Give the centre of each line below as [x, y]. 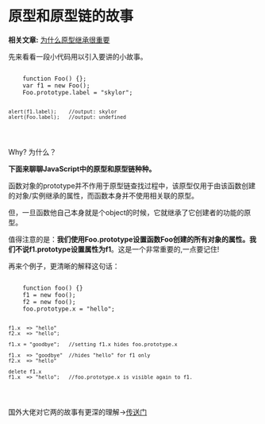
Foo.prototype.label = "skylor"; [78, 92]
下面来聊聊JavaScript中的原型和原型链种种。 [82, 168]
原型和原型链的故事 [71, 16]
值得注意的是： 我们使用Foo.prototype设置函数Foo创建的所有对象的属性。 [129, 239]
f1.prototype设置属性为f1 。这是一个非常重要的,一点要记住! [124, 249]
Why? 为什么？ [33, 152]
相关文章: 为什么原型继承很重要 [59, 40]
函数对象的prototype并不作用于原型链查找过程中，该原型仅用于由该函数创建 [132, 185]
